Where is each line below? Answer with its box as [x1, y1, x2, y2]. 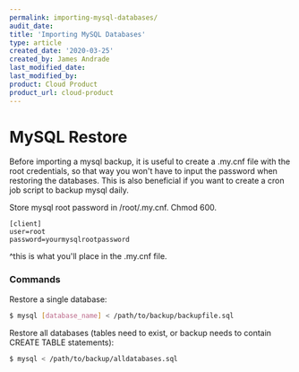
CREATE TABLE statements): [9, 337, 115, 348]
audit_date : [9, 22, 54, 30]
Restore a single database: [9, 293, 107, 305]
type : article [9, 38, 63, 48]
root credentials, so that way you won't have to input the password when [9, 166, 278, 177]
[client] [9, 220, 42, 229]
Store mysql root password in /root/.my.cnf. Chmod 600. [9, 203, 218, 213]
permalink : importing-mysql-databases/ [9, 13, 158, 22]
